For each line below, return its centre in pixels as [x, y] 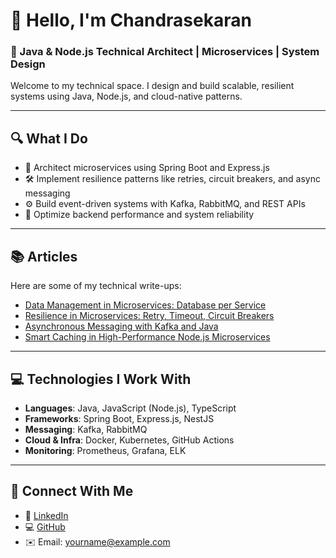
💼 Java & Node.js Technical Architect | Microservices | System [165, 52]
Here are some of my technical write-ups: [96, 286]
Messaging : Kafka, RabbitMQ [86, 429]
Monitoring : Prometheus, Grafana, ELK [105, 450]
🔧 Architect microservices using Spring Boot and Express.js [147, 168]
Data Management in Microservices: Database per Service [145, 305]
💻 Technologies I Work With [101, 379]
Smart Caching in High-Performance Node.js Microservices [147, 337]
